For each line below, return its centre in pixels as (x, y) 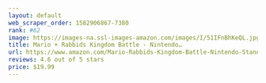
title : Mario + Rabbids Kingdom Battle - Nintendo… (95, 45)
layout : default (35, 15)
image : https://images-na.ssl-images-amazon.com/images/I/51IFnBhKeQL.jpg (134, 38)
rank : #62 (25, 30)
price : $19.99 (32, 67)
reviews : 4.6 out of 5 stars (56, 60)
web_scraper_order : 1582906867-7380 (68, 23)
